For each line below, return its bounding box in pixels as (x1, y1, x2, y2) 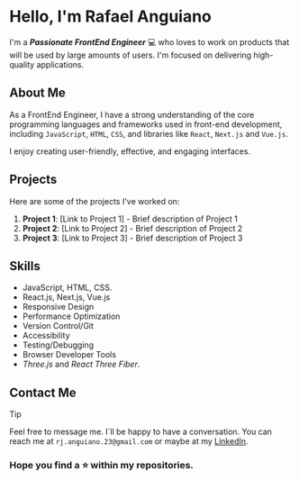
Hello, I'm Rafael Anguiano (9, 6, 212, 27)
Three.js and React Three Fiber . (22, 358, 140, 370)
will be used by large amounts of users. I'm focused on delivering (9, 50, 252, 60)
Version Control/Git (22, 321, 95, 331)
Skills (9, 258, 41, 274)
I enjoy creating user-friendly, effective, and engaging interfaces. (9, 146, 250, 157)
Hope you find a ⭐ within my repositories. (9, 459, 194, 472)
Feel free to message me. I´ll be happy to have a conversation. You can (9, 426, 273, 438)
